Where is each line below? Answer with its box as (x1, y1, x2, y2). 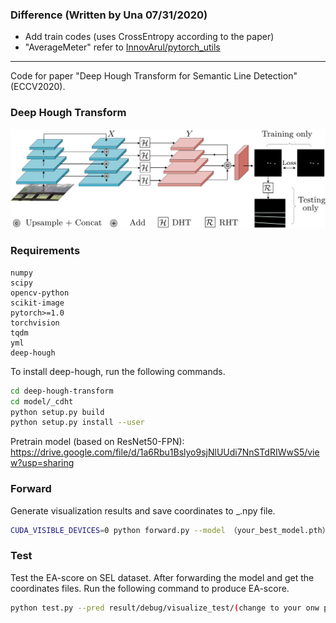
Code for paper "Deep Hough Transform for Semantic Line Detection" (10, 70, 298, 82)
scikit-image (10, 298, 65, 308)
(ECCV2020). (10, 81, 66, 93)
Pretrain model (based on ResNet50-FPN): (10, 436, 185, 448)
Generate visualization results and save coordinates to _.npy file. (10, 504, 276, 517)
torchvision (10, 318, 60, 328)
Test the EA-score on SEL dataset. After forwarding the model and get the (10, 571, 315, 583)
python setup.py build (10, 407, 105, 417)
